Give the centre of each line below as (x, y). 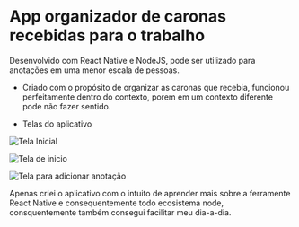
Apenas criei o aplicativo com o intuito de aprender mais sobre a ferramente (150, 193)
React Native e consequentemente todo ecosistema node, (117, 203)
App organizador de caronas (118, 17)
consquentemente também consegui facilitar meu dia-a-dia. (120, 212)
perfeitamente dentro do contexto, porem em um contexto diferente (148, 97)
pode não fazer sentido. (66, 106)
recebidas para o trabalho (107, 35)
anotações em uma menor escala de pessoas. (94, 70)
